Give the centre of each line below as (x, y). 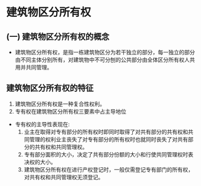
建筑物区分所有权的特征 (50, 88)
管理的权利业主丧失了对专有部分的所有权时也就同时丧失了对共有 (109, 139)
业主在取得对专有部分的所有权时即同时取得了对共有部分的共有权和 (106, 132)
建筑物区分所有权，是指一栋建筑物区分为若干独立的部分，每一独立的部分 (105, 52)
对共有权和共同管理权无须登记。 (64, 177)
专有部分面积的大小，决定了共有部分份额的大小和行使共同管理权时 (106, 154)
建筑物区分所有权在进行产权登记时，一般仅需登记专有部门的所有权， (109, 169)
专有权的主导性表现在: (42, 124)
